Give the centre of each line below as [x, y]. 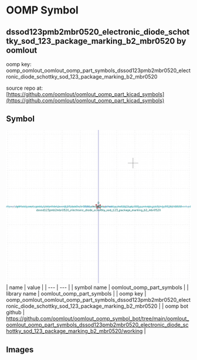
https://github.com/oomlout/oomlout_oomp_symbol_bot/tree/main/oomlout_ [98, 319]
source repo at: [24, 88]
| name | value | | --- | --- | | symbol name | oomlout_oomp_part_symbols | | [97, 287]
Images [20, 349]
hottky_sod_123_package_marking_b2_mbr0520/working [74, 331]
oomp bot [177, 306]
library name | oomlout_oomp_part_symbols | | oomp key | [76, 294]
